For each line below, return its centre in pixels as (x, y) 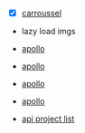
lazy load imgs (48, 32)
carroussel (42, 13)
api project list (48, 119)
